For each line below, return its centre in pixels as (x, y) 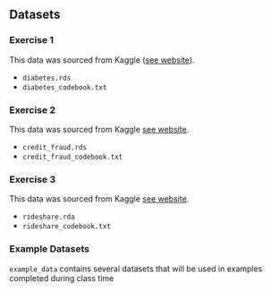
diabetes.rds (47, 78)
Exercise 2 (33, 109)
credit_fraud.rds (55, 147)
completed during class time (62, 278)
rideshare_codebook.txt (67, 227)
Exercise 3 (33, 179)
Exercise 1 (32, 40)
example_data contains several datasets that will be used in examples (136, 269)
